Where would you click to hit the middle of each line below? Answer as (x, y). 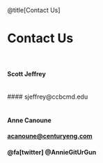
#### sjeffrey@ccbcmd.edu (48, 97)
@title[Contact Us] (34, 10)
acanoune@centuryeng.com (50, 136)
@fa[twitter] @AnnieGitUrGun (52, 152)
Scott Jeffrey (27, 73)
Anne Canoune (30, 120)
